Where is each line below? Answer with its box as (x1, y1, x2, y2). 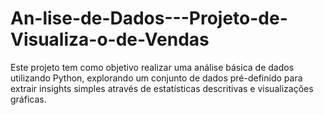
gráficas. (10, 93, 47, 105)
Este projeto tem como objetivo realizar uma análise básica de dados (10, 61, 295, 73)
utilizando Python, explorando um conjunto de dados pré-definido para (10, 72, 303, 84)
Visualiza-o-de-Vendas (10, 28, 210, 51)
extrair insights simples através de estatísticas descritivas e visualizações (10, 82, 314, 94)
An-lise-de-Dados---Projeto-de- (10, 7, 288, 30)
